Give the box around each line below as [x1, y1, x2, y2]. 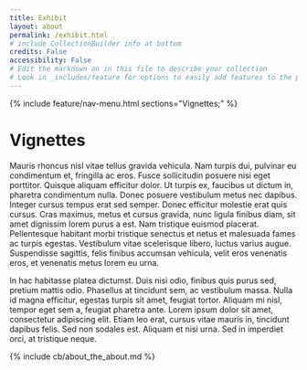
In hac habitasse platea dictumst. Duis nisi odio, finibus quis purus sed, [9, 275, 277, 286]
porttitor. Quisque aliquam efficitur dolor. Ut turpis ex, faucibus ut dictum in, [9, 179, 294, 190]
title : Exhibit [9, 13, 68, 23]
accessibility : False [9, 56, 92, 65]
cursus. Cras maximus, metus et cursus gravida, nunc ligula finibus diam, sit [9, 208, 296, 219]
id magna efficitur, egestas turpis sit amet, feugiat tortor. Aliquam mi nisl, [9, 294, 283, 305]
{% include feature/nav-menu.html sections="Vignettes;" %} [9, 98, 238, 109]
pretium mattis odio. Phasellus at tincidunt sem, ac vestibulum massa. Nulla [9, 284, 293, 295]
